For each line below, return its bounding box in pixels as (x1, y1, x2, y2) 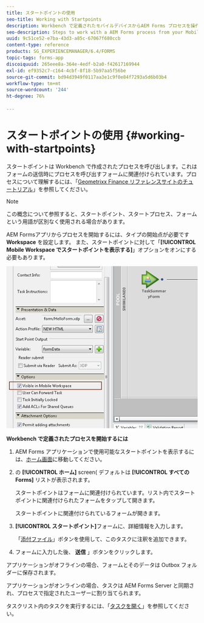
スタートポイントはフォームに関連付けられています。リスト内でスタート (15, 489, 195, 496)
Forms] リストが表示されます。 (15, 476, 93, 484)
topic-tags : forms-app (6, 55, 64, 61)
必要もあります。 (6, 253, 49, 261)
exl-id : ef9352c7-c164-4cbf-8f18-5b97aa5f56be (6, 68, 126, 74)
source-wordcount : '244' (6, 87, 69, 93)
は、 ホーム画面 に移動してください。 (15, 456, 106, 463)
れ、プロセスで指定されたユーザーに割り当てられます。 (6, 590, 144, 597)
